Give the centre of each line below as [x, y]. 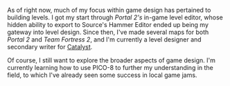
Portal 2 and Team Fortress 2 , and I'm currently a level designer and [105, 40]
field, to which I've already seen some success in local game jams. [102, 75]
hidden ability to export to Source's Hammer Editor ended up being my [108, 25]
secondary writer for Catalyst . [50, 47]
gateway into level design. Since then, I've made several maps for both [108, 32]
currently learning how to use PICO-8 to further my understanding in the [110, 68]
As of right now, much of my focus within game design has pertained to [109, 10]
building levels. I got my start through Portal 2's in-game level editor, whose [115, 17]
